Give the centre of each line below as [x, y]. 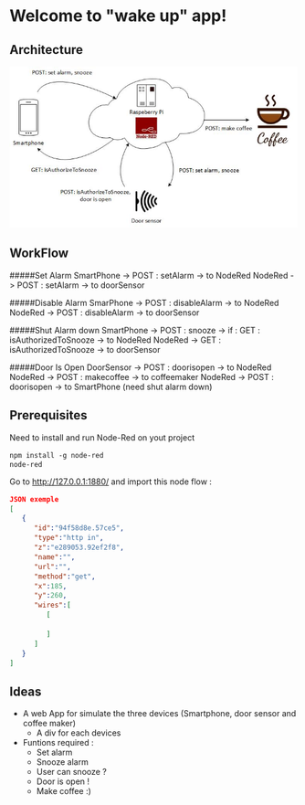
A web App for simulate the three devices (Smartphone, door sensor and [159, 714]
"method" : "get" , [64, 577]
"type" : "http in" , [68, 538]
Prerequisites [48, 415]
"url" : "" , [52, 567]
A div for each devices [79, 733]
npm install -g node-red [57, 455]
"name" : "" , [54, 557]
